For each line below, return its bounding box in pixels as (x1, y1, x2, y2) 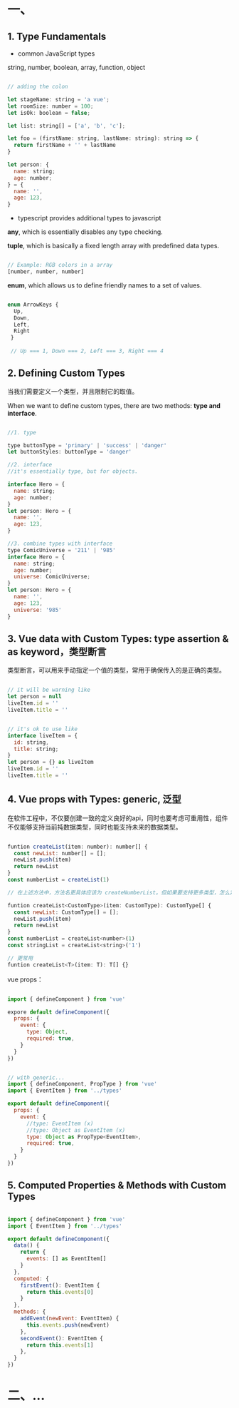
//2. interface (7, 461, 53, 469)
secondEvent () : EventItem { (20, 1335, 103, 1342)
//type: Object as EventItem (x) (26, 1126, 126, 1133)
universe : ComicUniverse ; (14, 573, 91, 581)
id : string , (14, 738, 50, 746)
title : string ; (14, 745, 59, 753)
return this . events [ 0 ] (26, 1288, 94, 1295)
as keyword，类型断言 (7, 646, 107, 658)
